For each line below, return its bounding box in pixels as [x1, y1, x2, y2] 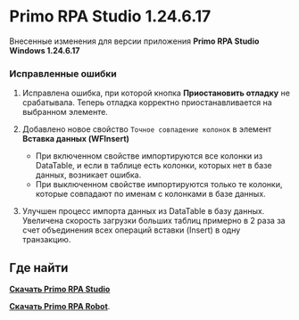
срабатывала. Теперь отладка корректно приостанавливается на [21, 97, 272, 108]
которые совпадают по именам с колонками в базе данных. [35, 189, 266, 200]
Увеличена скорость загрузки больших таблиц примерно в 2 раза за [21, 216, 286, 226]
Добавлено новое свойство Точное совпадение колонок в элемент [21, 124, 272, 135]
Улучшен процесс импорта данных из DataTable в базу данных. [21, 206, 265, 217]
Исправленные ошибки [9, 67, 118, 79]
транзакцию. [21, 234, 71, 245]
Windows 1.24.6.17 [9, 45, 80, 55]
